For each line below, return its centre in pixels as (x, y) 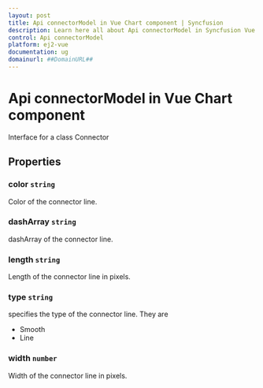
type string (31, 297)
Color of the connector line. (53, 201)
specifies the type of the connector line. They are (88, 314)
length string (34, 259)
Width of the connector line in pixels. (68, 375)
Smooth (32, 330)
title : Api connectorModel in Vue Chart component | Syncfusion (116, 23)
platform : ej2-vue (38, 45)
